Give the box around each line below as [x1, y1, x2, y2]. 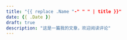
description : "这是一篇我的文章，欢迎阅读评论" [6, 25, 111, 31]
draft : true [6, 19, 35, 25]
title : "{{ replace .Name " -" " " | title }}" [6, 8, 122, 15]
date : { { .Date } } [6, 14, 51, 20]
